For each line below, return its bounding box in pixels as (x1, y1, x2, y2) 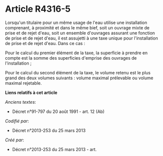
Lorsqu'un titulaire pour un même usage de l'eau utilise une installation (5, 20, 147, 25)
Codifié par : (5, 118, 29, 124)
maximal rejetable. (5, 80, 42, 86)
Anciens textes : (5, 99, 37, 105)
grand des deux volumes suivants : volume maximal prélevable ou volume (5, 75, 154, 81)
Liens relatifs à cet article (5, 89, 58, 95)
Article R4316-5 (5, 3, 71, 15)
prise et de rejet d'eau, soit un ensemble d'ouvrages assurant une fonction (5, 30, 155, 36)
